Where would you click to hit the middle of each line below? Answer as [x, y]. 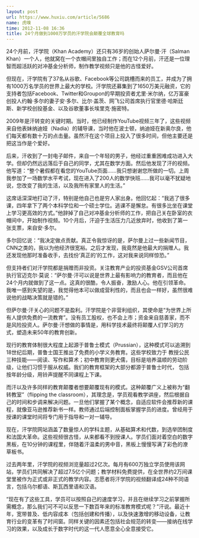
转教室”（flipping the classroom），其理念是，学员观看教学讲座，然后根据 [95, 394]
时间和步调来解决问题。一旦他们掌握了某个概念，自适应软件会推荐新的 [102, 402]
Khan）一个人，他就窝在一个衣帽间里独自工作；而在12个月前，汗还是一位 [96, 59]
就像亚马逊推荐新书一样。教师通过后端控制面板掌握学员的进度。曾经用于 [105, 409]
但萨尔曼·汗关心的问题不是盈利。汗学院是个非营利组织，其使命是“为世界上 [96, 310]
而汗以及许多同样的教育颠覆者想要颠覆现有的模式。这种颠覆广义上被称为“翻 [98, 387]
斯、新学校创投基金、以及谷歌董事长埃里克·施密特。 [69, 109]
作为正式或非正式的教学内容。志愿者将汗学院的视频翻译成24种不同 [103, 479]
